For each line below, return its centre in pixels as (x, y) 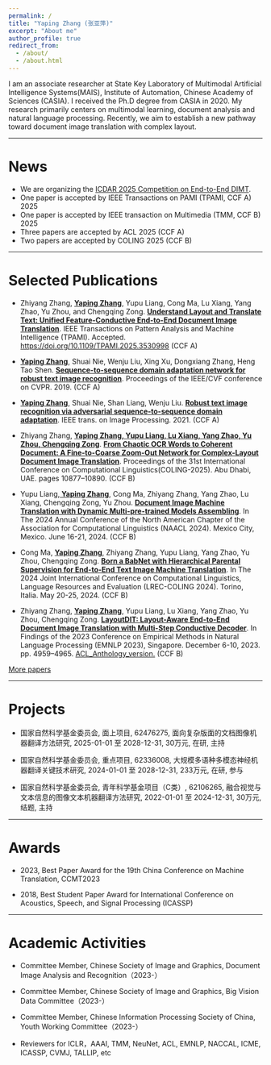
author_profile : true (45, 38)
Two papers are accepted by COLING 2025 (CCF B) (106, 240)
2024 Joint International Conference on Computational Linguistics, (131, 578)
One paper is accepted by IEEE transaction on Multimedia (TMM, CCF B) (140, 214)
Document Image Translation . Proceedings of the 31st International (133, 461)
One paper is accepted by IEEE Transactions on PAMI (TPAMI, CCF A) (135, 198)
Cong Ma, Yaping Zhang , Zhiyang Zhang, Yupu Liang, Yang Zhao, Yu (135, 552)
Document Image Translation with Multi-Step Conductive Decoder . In (138, 628)
